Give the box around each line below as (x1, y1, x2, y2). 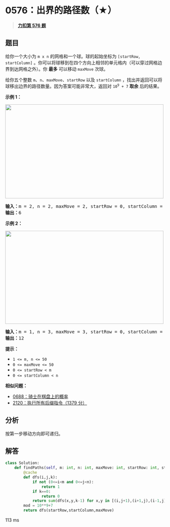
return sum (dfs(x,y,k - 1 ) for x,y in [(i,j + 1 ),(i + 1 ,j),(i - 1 (32, 499, 159, 504)
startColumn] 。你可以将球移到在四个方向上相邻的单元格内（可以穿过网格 (5, 59, 158, 66)
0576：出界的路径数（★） (5, 5, 117, 16)
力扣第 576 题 (17, 22, 47, 28)
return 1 (41, 484, 60, 489)
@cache (23, 470, 37, 475)
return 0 (41, 493, 60, 499)
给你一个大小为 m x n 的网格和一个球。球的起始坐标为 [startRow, (5, 53, 141, 59)
